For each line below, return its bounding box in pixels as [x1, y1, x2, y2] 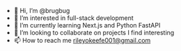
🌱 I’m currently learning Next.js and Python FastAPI [13, 21, 161, 29]
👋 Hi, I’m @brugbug [13, 7, 70, 14]
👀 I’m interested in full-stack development [13, 14, 134, 22]
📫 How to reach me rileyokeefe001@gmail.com [13, 37, 151, 44]
